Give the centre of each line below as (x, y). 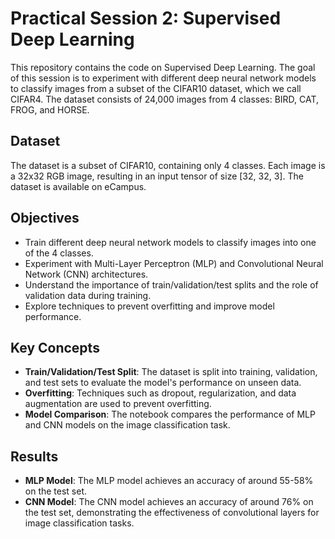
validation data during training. (88, 295)
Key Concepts (55, 347)
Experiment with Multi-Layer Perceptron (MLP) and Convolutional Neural (174, 263)
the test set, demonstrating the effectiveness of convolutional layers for (172, 513)
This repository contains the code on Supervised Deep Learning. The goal (163, 67)
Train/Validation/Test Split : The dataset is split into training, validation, (171, 372)
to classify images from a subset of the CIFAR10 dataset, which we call (156, 88)
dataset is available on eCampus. (78, 186)
